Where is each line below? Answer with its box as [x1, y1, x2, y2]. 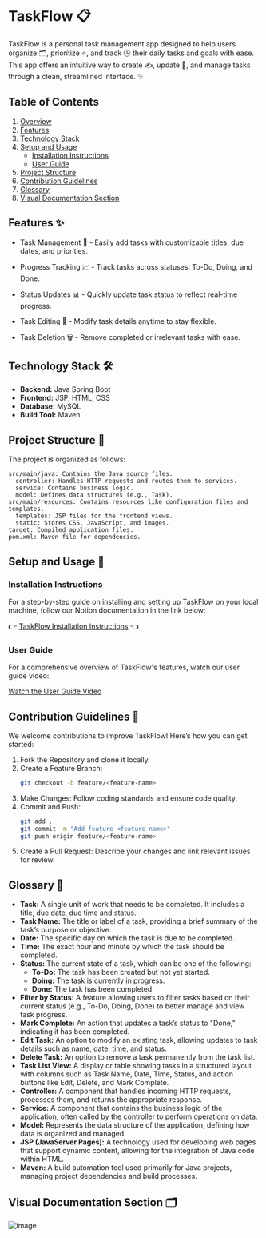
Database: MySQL [19, 401, 81, 411]
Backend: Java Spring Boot [19, 385, 111, 394]
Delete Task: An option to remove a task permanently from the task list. [19, 1052, 256, 1062]
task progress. [19, 1010, 68, 1020]
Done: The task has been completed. [31, 984, 154, 994]
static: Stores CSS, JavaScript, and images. [15, 519, 170, 527]
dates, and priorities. [19, 246, 88, 255]
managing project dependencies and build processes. [19, 1172, 197, 1181]
